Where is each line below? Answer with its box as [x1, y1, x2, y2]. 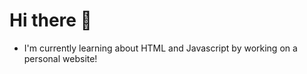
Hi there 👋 [9, 9, 92, 32]
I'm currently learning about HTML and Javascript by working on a [23, 42, 298, 54]
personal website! [23, 52, 98, 64]
